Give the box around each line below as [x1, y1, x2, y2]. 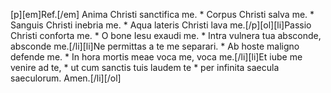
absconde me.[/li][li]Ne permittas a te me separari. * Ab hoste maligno [10, 40, 300, 52]
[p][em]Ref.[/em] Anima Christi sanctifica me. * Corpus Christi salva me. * [10, 9, 315, 20]
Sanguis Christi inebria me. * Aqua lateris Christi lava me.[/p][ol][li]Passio [10, 19, 312, 31]
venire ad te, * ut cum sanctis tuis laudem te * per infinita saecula [10, 62, 280, 73]
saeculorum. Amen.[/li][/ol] [10, 72, 122, 84]
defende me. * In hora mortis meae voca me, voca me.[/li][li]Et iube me [10, 51, 303, 63]
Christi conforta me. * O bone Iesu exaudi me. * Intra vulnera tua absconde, [10, 30, 322, 41]
